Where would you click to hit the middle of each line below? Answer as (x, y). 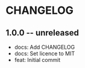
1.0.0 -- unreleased (42, 33)
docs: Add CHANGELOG (45, 47)
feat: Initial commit (37, 60)
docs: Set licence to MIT (45, 54)
